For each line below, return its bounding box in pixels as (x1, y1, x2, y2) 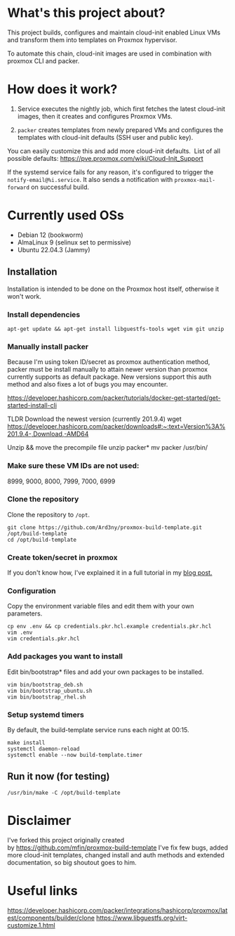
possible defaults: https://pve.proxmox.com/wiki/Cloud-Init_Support (7, 154, 203, 162)
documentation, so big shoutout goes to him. (7, 858, 137, 866)
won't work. (7, 292, 42, 300)
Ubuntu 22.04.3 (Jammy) (17, 245, 90, 254)
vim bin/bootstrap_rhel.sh (7, 694, 86, 701)
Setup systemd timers (7, 710, 84, 720)
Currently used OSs (7, 207, 124, 223)
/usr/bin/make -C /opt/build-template (7, 789, 121, 796)
